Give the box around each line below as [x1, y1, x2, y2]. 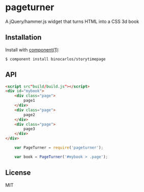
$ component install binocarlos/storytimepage [5, 57, 106, 62]
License [5, 169, 31, 177]
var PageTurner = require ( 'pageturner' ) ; [14, 145, 103, 150]
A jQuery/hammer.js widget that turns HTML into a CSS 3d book [5, 18, 139, 24]
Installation [5, 33, 42, 42]
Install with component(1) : [5, 46, 60, 52]
